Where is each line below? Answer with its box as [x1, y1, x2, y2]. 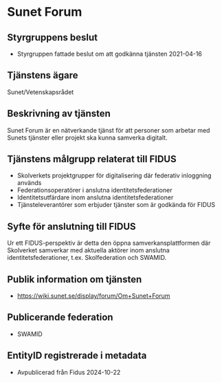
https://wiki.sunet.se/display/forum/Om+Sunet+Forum [16, 292, 170, 300]
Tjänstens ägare [7, 69, 78, 81]
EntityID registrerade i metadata [7, 350, 147, 362]
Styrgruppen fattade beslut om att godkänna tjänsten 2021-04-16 [16, 50, 203, 58]
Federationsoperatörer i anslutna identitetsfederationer [16, 186, 173, 195]
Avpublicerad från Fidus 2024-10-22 [16, 368, 121, 376]
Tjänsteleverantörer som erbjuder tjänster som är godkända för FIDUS [16, 201, 215, 209]
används [16, 179, 42, 187]
